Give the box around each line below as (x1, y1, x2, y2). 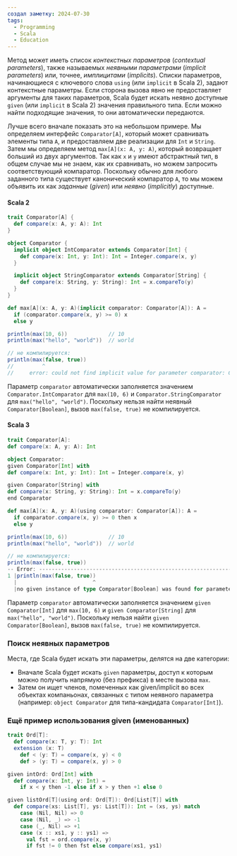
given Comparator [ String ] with (7, 481, 99, 489)
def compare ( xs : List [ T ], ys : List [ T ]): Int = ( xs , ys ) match (13, 803, 201, 810)
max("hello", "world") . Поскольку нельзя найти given (7, 613, 169, 622)
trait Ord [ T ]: (7, 732, 49, 739)
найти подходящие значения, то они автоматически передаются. (7, 109, 205, 117)
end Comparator (7, 495, 52, 502)
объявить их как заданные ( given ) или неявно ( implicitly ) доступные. (7, 182, 214, 191)
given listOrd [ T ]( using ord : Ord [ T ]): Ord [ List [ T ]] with (7, 797, 178, 804)
